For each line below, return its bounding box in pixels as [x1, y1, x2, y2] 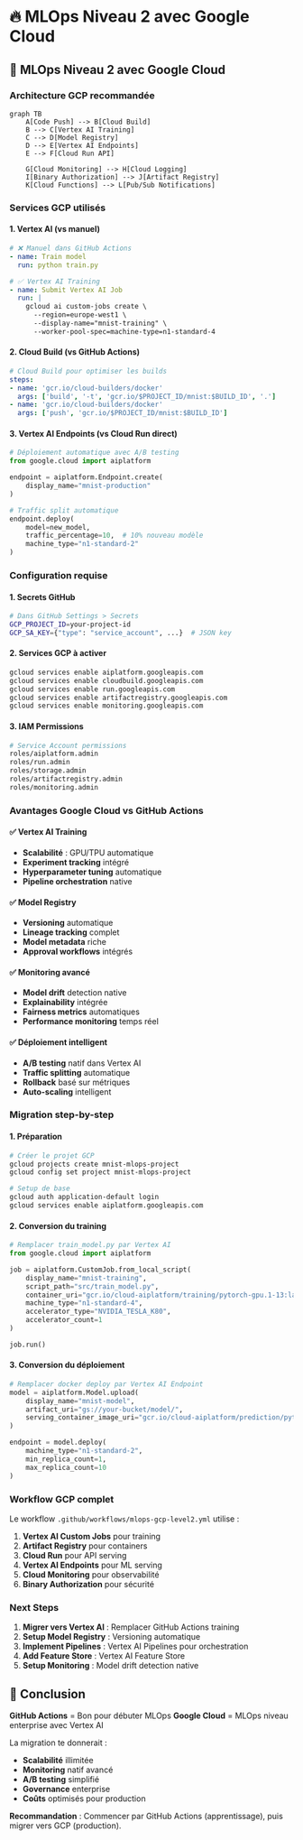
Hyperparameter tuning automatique [22, 866, 162, 877]
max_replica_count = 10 [25, 1463, 106, 1472]
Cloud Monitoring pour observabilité [22, 1568, 160, 1580]
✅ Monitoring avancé [9, 966, 90, 977]
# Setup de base [9, 1184, 70, 1193]
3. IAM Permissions [9, 720, 84, 732]
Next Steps [9, 1601, 60, 1613]
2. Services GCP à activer [9, 648, 106, 659]
